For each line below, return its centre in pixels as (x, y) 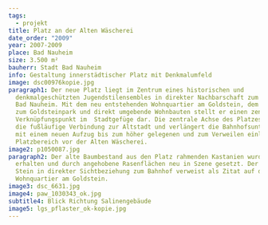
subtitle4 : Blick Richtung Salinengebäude (80, 201)
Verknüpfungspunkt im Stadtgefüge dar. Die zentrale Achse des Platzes (139, 120)
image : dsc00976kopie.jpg (51, 82)
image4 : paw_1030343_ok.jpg (55, 193)
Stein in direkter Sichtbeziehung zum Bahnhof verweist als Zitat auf (135, 172)
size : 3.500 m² (33, 61)
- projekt (32, 23)
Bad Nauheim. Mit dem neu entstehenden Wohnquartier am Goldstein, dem (137, 105)
